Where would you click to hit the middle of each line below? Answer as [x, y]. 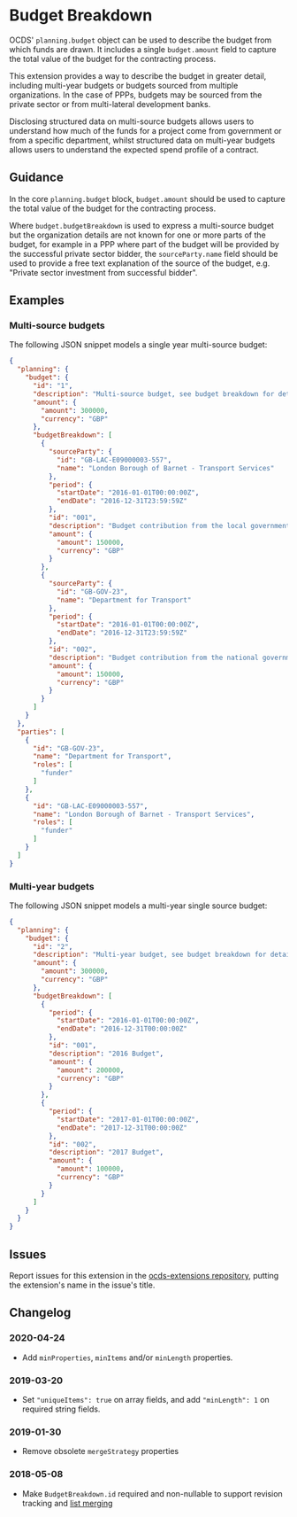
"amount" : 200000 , [90, 1070]
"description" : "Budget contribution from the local [148, 525]
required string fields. [61, 1409]
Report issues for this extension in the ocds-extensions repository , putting [144, 1276]
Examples [37, 301]
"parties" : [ [41, 732]
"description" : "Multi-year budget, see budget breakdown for [149, 955]
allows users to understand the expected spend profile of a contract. [134, 149]
